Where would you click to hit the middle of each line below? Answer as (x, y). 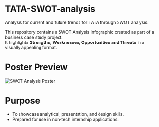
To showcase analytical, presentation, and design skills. (68, 114)
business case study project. (34, 37)
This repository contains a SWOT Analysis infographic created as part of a (80, 32)
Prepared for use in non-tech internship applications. (65, 119)
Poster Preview (36, 67)
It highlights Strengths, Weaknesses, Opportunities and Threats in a (75, 42)
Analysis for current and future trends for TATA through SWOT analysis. (77, 22)
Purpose (23, 101)
